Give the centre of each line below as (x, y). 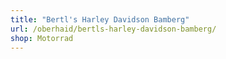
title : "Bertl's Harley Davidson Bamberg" (100, 19)
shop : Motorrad (42, 38)
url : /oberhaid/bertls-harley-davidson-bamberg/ (113, 29)
